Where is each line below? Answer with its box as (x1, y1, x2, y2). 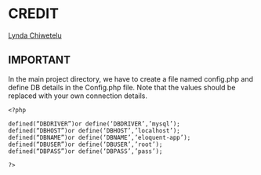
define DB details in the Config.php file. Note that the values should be (8, 82, 236, 92)
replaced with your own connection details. (8, 91, 147, 100)
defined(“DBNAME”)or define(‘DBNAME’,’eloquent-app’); (8, 133, 191, 141)
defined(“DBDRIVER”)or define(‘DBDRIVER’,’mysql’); (8, 119, 180, 128)
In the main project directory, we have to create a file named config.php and (8, 74, 253, 83)
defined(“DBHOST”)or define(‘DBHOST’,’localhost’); (8, 126, 180, 134)
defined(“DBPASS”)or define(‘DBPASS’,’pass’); (8, 147, 163, 155)
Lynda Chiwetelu (8, 31, 63, 40)
